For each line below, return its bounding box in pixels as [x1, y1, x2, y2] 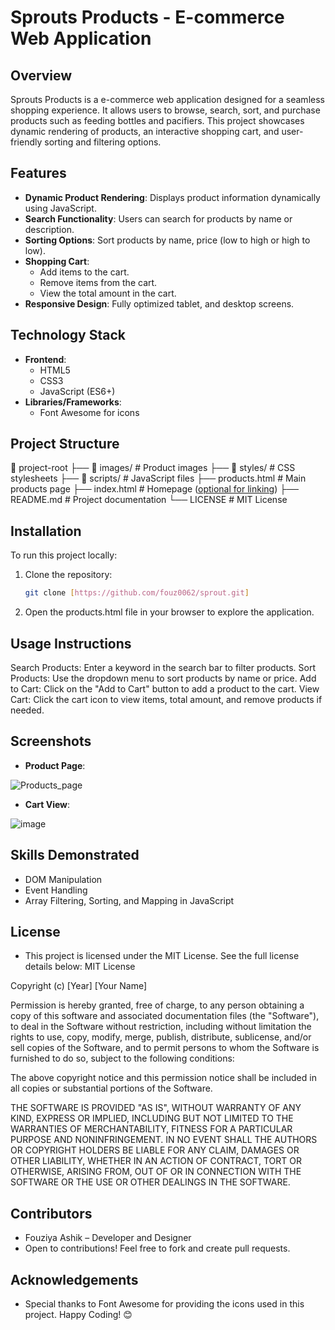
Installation [10, 522, 82, 540]
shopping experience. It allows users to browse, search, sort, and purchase [10, 104, 321, 116]
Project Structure [10, 436, 120, 453]
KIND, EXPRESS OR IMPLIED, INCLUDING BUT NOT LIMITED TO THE [10, 1112, 294, 1125]
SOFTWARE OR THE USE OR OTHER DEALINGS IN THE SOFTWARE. [10, 1176, 291, 1188]
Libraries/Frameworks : [24, 396, 122, 408]
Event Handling [24, 884, 88, 896]
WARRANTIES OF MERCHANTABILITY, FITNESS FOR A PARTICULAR [10, 1123, 293, 1135]
